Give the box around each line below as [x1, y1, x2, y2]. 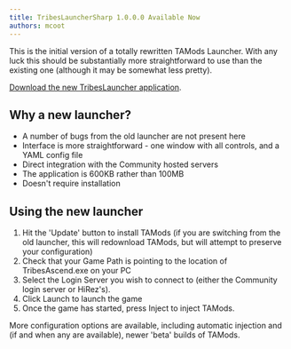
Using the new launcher [9, 203, 144, 218]
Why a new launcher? [9, 107, 131, 123]
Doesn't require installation [21, 178, 122, 189]
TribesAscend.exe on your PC [21, 266, 131, 276]
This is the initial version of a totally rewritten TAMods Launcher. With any [9, 45, 278, 56]
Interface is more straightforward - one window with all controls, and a [21, 140, 279, 151]
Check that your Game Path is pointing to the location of [21, 256, 228, 266]
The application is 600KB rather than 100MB [21, 169, 185, 179]
